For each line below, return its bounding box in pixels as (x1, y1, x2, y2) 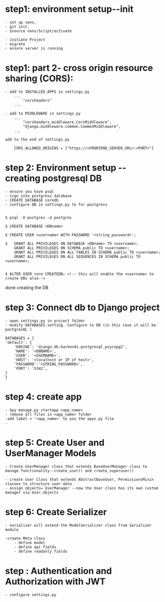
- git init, (5, 24, 30, 29)
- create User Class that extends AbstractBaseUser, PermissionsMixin (5, 477, 154, 482)
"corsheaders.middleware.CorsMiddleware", (23, 120, 112, 124)
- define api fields (14, 544, 56, 549)
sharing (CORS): (5, 73, 73, 84)
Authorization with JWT (5, 576, 106, 587)
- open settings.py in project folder (5, 318, 85, 323)
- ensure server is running (5, 46, 63, 51)
